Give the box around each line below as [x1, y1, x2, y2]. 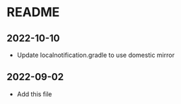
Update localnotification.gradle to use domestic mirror [16, 51, 175, 59]
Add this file [16, 89, 52, 98]
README [6, 4, 60, 20]
